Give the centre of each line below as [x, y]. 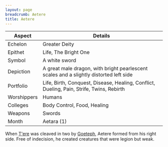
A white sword [59, 60]
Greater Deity [58, 44]
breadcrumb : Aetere [25, 14]
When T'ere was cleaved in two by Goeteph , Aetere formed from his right [81, 134]
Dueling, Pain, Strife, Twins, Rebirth [83, 89]
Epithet [16, 52]
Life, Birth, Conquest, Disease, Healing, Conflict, [99, 83]
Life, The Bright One [66, 52]
